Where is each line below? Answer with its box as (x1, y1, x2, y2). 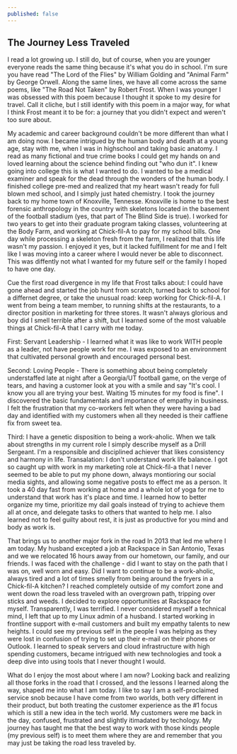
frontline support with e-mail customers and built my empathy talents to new (7, 619, 231, 628)
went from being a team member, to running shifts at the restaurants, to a (7, 301, 221, 310)
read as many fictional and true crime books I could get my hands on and (7, 152, 221, 160)
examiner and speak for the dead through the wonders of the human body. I (7, 174, 229, 183)
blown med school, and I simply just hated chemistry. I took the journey (7, 189, 215, 198)
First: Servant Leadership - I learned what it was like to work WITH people (7, 337, 223, 346)
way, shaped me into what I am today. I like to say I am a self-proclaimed (7, 686, 219, 694)
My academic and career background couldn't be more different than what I (7, 129, 229, 138)
